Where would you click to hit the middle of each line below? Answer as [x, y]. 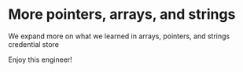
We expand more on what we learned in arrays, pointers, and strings [119, 36]
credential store [33, 44]
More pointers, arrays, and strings [122, 14]
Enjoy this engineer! [40, 59]
